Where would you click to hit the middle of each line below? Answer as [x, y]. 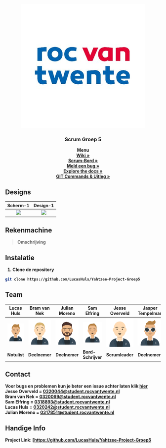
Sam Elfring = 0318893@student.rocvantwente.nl [58, 402]
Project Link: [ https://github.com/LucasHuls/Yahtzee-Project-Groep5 [78, 440]
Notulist [16, 355]
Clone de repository [33, 270]
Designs [18, 192]
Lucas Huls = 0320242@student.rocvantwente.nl [58, 407]
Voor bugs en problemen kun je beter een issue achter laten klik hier [77, 386]
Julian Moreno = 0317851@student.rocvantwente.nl [60, 412]
